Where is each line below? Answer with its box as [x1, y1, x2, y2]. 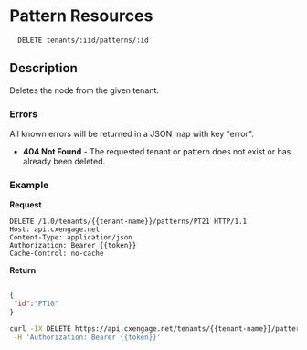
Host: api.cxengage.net [9, 225, 101, 234]
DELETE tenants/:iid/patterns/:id [17, 36, 149, 45]
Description [9, 60, 78, 76]
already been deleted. [22, 156, 106, 167]
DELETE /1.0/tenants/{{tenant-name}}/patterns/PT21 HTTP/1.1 [9, 217, 248, 227]
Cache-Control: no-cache [9, 249, 104, 259]
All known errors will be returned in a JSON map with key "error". [9, 129, 254, 140]
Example [9, 178, 49, 191]
